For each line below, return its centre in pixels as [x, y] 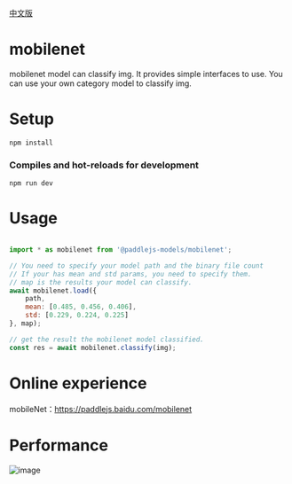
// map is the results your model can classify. [101, 282]
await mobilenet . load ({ [53, 291]
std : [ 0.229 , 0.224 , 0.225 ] [77, 316]
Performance [59, 445]
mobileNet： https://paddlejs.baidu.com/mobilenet [101, 409]
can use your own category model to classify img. [101, 83]
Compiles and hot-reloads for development [104, 165]
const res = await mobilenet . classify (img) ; [93, 347]
